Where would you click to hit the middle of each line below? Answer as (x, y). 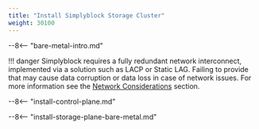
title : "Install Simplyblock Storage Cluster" (87, 15)
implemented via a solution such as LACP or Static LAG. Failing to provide (128, 69)
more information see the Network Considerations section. (104, 86)
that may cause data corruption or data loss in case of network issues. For (130, 78)
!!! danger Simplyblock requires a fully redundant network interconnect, (125, 61)
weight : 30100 (32, 23)
